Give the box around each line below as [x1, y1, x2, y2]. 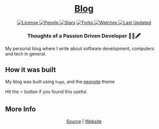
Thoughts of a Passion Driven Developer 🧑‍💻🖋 [27, 32, 141, 39]
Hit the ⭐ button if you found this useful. [5, 88, 87, 95]
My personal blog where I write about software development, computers [5, 45, 154, 51]
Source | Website [66, 118, 102, 124]
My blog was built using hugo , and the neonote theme [5, 78, 115, 85]
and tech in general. [5, 51, 46, 57]
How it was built [5, 65, 56, 74]
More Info [5, 105, 36, 113]
